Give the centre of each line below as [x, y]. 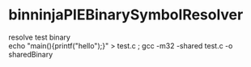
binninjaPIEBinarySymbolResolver [126, 15]
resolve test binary [40, 37]
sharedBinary [31, 54]
